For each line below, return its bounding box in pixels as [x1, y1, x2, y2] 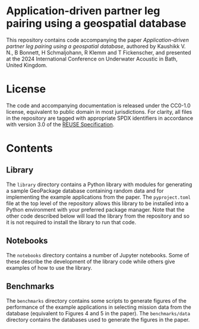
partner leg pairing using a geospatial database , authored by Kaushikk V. [6, 43, 186, 50]
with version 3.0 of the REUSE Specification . [6, 120, 115, 128]
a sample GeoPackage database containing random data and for [6, 187, 164, 194]
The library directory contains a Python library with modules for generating [6, 181, 192, 188]
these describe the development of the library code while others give [6, 258, 175, 265]
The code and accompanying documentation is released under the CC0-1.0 [6, 102, 191, 109]
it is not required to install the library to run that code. [6, 218, 137, 226]
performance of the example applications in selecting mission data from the [6, 304, 191, 311]
